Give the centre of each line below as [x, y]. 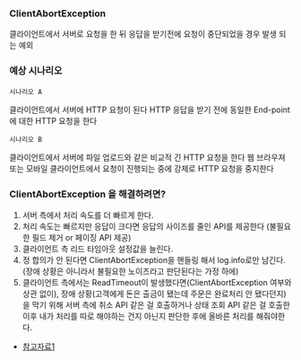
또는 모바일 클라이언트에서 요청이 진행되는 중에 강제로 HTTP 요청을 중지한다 [142, 168]
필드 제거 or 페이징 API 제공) [82, 237]
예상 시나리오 [36, 71]
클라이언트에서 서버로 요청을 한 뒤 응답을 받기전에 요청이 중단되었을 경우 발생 [143, 34]
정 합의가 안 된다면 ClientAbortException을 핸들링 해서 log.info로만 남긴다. [154, 259]
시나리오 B [26, 139]
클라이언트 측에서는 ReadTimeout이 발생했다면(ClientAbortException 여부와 [157, 282]
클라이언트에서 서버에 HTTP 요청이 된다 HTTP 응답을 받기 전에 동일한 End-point [150, 110]
